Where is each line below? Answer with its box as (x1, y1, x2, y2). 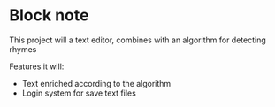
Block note (9, 5, 89, 26)
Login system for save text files (21, 88, 137, 98)
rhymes (9, 43, 37, 54)
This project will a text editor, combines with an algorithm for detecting (9, 34, 267, 45)
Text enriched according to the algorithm (21, 78, 172, 88)
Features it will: (9, 61, 65, 72)
